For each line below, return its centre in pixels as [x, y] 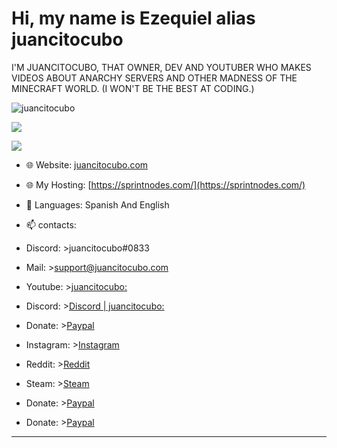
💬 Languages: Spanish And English [97, 204]
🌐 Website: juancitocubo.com [87, 164]
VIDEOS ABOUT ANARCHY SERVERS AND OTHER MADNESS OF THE [154, 78]
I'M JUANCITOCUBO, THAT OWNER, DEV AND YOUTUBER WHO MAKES [161, 67]
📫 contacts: [51, 224]
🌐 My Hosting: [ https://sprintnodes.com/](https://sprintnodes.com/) [165, 184]
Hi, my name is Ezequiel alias [133, 18]
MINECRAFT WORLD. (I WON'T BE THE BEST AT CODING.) [133, 88]
